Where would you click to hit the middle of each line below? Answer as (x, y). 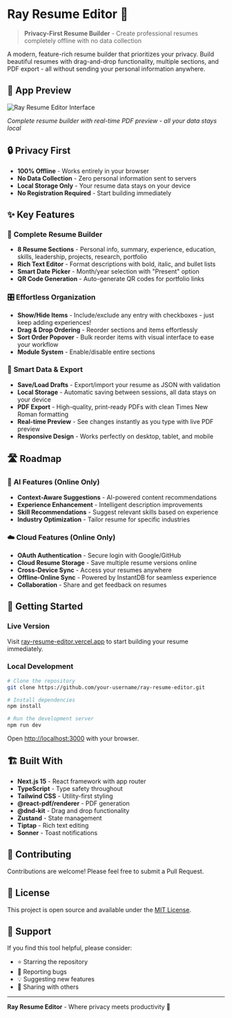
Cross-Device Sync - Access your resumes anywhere (94, 570)
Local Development (40, 666)
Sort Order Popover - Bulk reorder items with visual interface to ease (116, 337)
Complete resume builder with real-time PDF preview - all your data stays (112, 120)
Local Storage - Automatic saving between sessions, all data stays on (116, 392)
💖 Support (29, 931)
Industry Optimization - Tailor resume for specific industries (104, 519)
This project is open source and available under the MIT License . (99, 909)
